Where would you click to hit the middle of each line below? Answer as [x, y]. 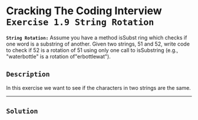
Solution [22, 111]
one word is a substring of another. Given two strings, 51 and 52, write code [98, 44]
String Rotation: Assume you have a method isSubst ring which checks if [97, 37]
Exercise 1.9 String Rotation [80, 22]
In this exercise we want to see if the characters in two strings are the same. [99, 87]
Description [28, 74]
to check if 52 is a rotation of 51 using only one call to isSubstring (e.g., [92, 50]
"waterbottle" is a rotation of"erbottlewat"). [58, 56]
